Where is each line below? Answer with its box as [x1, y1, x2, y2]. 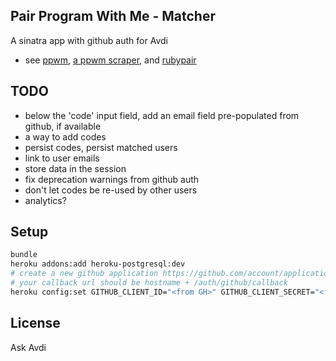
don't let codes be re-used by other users [24, 184, 198, 196]
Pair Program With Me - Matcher [10, 8, 216, 25]
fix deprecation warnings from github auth [24, 173, 200, 185]
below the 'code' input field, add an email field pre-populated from [24, 109, 300, 121]
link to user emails [24, 152, 100, 164]
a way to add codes [24, 130, 107, 143]
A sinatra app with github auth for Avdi [10, 34, 168, 46]
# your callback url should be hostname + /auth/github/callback [10, 278, 288, 288]
